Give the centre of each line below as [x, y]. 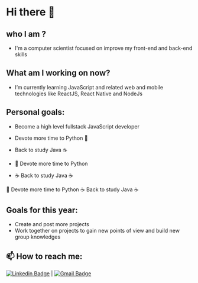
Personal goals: [35, 112]
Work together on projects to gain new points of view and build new [97, 231]
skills [21, 54]
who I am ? [26, 34]
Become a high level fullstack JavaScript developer [77, 126]
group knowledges [38, 237]
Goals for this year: [42, 210]
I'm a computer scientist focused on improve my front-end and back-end [103, 48]
